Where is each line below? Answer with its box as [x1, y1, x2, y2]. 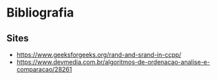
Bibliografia [6, 5, 74, 21]
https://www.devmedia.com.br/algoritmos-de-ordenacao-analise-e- [16, 58, 211, 66]
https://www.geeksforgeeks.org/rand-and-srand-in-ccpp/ [16, 50, 182, 59]
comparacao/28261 [16, 66, 72, 73]
